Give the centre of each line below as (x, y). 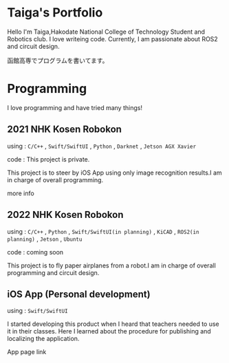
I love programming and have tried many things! (75, 107)
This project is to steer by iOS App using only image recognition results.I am (115, 173)
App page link (27, 352)
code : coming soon (35, 252)
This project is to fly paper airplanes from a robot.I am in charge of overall (112, 265)
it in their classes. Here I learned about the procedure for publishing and (109, 331)
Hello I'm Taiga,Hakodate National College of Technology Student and (106, 32)
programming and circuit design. (53, 272)
